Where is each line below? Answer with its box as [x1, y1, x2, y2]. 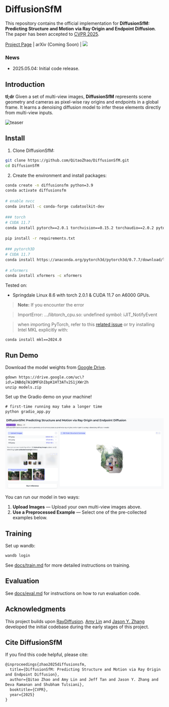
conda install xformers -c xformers [5, 273, 82, 278]
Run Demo [5, 351, 39, 360]
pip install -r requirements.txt [5, 236, 75, 241]
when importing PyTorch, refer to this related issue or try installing [17, 322, 155, 328]
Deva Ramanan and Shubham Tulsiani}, [5, 682, 84, 687]
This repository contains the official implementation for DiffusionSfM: [5, 20, 150, 26]
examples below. [12, 515, 48, 521]
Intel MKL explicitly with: [17, 327, 68, 333]
